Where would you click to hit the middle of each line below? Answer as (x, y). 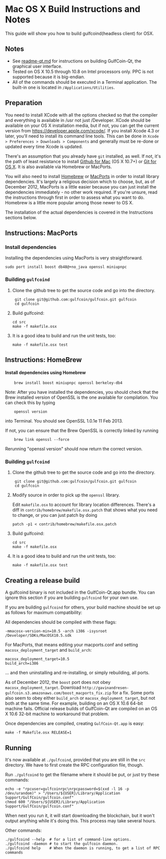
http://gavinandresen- (106, 688)
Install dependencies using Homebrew (45, 372)
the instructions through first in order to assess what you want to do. (75, 197)
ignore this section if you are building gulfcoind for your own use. (72, 598)
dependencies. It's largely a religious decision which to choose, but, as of (80, 182)
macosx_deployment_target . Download (43, 687)
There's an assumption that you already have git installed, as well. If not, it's (83, 156)
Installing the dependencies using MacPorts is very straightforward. (74, 258)
